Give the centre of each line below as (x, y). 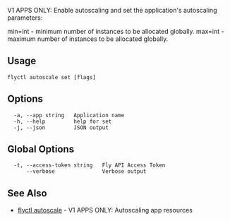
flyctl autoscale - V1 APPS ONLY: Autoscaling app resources (105, 210)
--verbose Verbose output (86, 172)
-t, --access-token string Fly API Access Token (90, 165)
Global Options (41, 149)
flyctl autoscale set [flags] (52, 77)
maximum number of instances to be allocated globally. (88, 39)
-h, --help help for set (63, 121)
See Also (27, 193)
